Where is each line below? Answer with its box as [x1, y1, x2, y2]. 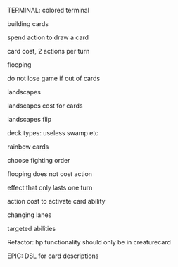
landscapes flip [7, 116, 52, 123]
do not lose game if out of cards [7, 74, 101, 82]
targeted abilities [7, 225, 56, 232]
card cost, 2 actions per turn [7, 47, 90, 55]
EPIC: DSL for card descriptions [7, 252, 99, 260]
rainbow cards [7, 142, 49, 151]
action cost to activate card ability [7, 197, 106, 205]
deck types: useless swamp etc [7, 129, 99, 137]
